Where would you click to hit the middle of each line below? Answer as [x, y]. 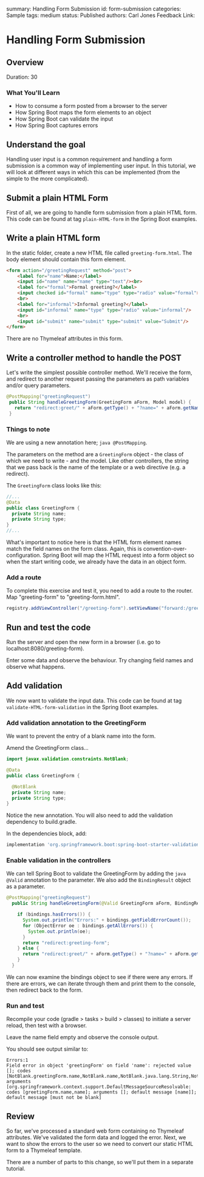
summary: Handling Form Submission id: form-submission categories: [94, 9]
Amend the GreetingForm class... [48, 748]
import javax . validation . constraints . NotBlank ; [68, 759]
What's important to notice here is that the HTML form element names [94, 542]
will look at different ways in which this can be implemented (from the [93, 172]
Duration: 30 [22, 77]
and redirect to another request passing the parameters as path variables [98, 379]
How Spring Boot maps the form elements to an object [83, 113]
